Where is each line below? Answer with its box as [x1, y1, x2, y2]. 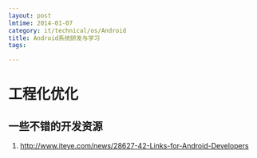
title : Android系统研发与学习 [8, 34, 101, 42]
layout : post [8, 11, 52, 20]
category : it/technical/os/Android [8, 26, 127, 34]
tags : [8, 41, 26, 49]
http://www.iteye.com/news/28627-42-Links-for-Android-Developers [19, 141, 249, 151]
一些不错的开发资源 [8, 119, 103, 132]
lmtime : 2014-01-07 [8, 19, 73, 27]
